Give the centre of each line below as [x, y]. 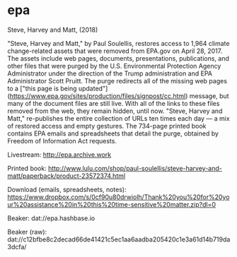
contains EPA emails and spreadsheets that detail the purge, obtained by [113, 133]
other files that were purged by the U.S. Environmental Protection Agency [114, 66]
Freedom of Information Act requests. [62, 141]
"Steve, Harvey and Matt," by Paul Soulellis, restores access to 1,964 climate [118, 43]
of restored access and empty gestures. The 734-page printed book [107, 126]
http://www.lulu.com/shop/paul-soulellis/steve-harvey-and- [135, 168]
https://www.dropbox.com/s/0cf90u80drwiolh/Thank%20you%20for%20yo [118, 197]
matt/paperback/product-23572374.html [67, 176]
